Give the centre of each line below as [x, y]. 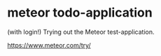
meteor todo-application [80, 13]
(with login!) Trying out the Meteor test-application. [81, 32]
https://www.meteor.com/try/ [49, 45]
